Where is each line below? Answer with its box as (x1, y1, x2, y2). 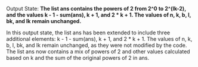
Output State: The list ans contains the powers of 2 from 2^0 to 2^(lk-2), (6, 5, 187, 12)
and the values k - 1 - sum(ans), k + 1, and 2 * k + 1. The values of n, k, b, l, (6, 11, 191, 18)
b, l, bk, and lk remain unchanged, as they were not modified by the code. (6, 42, 187, 49)
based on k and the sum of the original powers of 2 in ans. (6, 55, 150, 61)
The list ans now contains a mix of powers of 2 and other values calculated (6, 48, 190, 55)
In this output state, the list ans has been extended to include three (6, 29, 171, 36)
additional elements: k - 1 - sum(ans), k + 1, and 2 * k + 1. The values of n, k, (6, 36, 193, 42)
